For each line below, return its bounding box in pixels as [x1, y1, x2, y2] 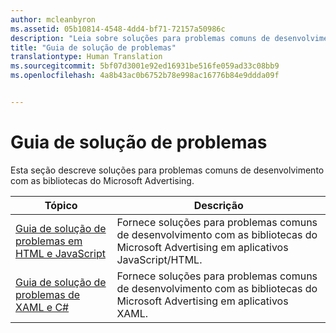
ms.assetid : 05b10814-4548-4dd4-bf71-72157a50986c [10, 24, 226, 34]
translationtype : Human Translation [10, 52, 163, 62]
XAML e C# [15, 300, 70, 314]
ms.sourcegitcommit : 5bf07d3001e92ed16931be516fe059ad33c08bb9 [10, 61, 280, 71]
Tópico [44, 198, 78, 212]
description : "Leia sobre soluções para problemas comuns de [10, 33, 271, 43]
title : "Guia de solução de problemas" [10, 42, 177, 53]
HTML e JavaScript [15, 246, 106, 260]
